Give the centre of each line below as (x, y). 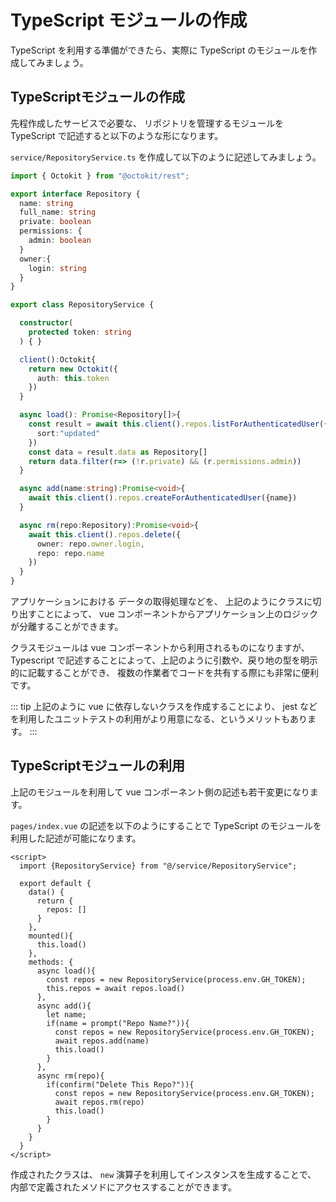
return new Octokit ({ (73, 369)
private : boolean (55, 222)
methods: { (51, 962)
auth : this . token (73, 378)
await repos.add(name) (102, 1041)
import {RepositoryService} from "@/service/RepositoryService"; (158, 866)
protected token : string (80, 332)
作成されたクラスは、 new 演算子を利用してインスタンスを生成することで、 (163, 1174)
